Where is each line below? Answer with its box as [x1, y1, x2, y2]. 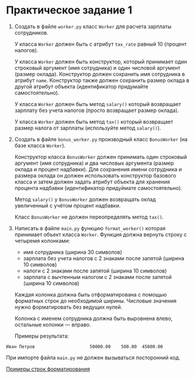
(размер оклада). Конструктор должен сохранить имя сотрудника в [14, 70, 185, 77]
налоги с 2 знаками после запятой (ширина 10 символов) [23, 267, 168, 274]
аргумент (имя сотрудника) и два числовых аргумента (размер [14, 159, 174, 166]
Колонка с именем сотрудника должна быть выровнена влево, [14, 315, 173, 322]
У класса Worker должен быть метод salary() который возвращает [14, 100, 181, 107]
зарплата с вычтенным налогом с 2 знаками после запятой [23, 273, 172, 280]
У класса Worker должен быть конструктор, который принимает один [14, 58, 187, 65]
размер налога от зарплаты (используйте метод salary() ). [14, 124, 162, 131]
